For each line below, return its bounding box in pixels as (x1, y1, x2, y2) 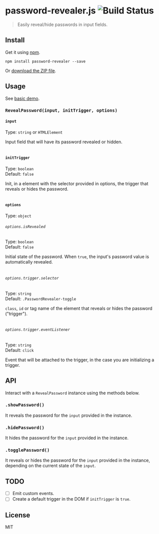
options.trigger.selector (5, 275, 59, 280)
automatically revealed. (5, 259, 53, 265)
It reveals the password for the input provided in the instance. (5, 412, 133, 418)
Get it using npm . (5, 49, 41, 55)
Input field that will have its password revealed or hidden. (5, 139, 123, 145)
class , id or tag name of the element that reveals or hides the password (5, 305, 153, 311)
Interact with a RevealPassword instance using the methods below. (5, 390, 140, 396)
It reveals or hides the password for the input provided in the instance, (5, 457, 151, 464)
